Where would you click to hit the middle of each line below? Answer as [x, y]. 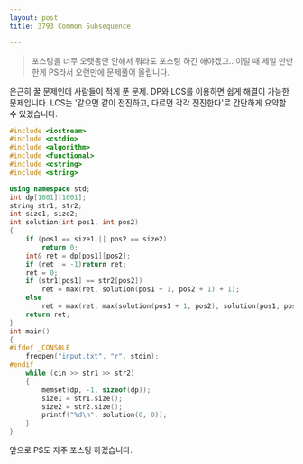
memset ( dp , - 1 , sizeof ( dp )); [96, 390]
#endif [22, 365]
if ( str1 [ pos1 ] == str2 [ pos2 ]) [84, 281]
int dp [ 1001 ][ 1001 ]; [48, 197]
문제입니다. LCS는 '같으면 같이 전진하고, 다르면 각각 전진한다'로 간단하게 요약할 [148, 102]
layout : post [34, 18]
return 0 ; [60, 247]
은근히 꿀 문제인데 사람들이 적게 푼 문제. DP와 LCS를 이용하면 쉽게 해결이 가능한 [150, 91]
